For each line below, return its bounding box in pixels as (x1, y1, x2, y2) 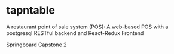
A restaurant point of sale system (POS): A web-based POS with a (6, 23, 169, 30)
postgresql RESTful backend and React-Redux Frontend (6, 29, 144, 36)
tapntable (6, 4, 56, 17)
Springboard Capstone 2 (6, 41, 67, 48)
